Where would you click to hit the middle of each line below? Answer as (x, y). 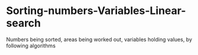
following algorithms (31, 46)
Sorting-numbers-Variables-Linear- (96, 11)
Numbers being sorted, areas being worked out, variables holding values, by (99, 39)
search (24, 23)
